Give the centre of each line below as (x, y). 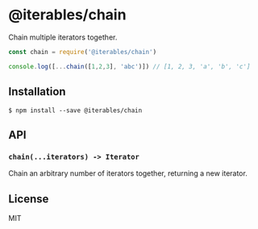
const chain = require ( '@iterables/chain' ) (83, 52)
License (29, 199)
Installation (37, 92)
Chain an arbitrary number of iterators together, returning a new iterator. (128, 173)
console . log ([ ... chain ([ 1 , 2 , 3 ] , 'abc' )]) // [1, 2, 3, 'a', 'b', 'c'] (129, 66)
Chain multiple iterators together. (63, 37)
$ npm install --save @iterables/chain (75, 110)
